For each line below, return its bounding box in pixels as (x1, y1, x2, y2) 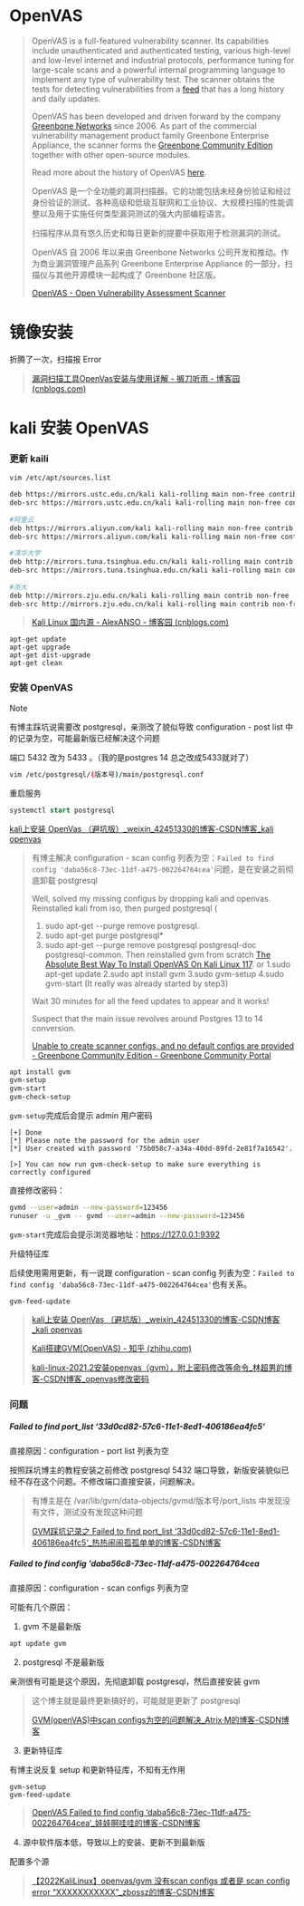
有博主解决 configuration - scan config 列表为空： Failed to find (31, 852, 274, 863)
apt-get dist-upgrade (9, 651, 91, 660)
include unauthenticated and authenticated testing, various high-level (31, 44, 291, 55)
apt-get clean (9, 659, 63, 668)
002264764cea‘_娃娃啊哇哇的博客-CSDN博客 (31, 1818, 201, 1829)
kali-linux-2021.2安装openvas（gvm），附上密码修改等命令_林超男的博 (31, 1361, 292, 1373)
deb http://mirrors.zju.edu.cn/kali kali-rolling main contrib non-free (9, 591, 290, 600)
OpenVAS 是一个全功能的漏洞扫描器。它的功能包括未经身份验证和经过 (31, 185, 292, 196)
